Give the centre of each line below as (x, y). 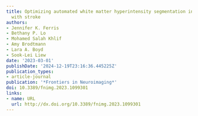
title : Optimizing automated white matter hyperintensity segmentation (96, 11)
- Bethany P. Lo (26, 33)
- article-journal (29, 77)
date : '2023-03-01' (30, 60)
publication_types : (30, 71)
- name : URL (21, 98)
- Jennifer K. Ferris (33, 28)
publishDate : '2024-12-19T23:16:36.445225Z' (62, 66)
